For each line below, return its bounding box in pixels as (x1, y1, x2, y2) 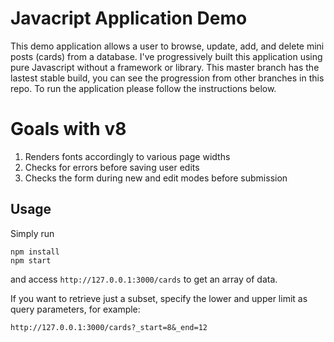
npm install (10, 247, 60, 257)
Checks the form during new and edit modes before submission (24, 172, 288, 184)
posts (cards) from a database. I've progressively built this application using (10, 50, 323, 62)
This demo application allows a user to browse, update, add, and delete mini (10, 40, 325, 52)
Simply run (10, 227, 55, 239)
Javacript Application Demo (10, 7, 248, 30)
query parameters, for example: (10, 303, 141, 315)
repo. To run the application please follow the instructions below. (10, 82, 277, 94)
